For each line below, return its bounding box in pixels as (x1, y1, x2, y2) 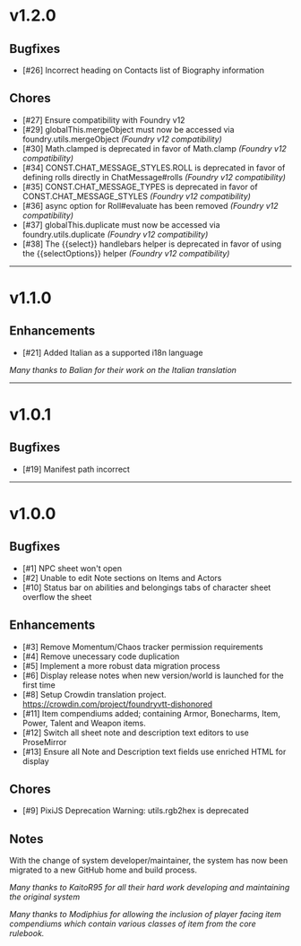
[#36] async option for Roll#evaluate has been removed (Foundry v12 (21, 200, 279, 211)
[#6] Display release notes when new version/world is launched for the (21, 670, 284, 681)
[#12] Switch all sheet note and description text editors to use (21, 727, 249, 738)
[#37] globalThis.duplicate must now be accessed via (21, 219, 221, 230)
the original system (9, 891, 81, 902)
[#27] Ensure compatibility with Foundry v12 (21, 114, 185, 126)
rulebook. (9, 928, 45, 939)
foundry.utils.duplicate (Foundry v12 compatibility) (21, 229, 209, 239)
